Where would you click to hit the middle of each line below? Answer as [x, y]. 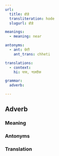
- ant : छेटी [19, 50]
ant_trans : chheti [32, 54]
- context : [20, 68]
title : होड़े [19, 14]
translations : [19, 63]
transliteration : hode [32, 18]
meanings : [15, 32]
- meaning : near [25, 36]
